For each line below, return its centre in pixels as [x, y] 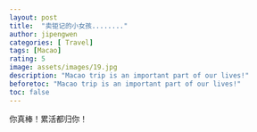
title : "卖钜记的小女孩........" [69, 26]
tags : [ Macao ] [36, 51]
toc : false [29, 92]
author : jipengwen [43, 34]
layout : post [33, 17]
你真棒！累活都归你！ [48, 119]
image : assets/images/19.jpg [63, 68]
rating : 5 [28, 59]
